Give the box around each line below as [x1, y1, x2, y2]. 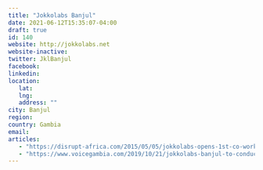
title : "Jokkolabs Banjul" [8, 11, 96, 20]
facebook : [8, 63, 41, 71]
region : [8, 114, 34, 121]
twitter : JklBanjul [8, 56, 72, 63]
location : [8, 77, 41, 85]
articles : [8, 135, 41, 143]
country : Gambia [8, 121, 61, 128]
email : [8, 128, 30, 136]
